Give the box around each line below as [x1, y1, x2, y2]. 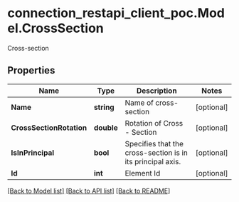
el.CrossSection [7, 20, 105, 36]
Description [136, 86, 177, 96]
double [93, 123, 119, 133]
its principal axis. [124, 156, 181, 166]
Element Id [124, 168, 161, 178]
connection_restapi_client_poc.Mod [7, 5, 225, 21]
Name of [124, 98, 154, 108]
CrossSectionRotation [11, 123, 87, 133]
